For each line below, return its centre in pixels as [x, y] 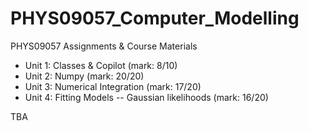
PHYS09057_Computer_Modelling [155, 18]
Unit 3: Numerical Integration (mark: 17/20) [113, 86]
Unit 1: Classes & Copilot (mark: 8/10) [101, 65]
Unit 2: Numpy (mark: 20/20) [84, 76]
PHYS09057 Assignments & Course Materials [104, 46]
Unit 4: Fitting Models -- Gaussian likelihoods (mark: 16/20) [146, 97]
